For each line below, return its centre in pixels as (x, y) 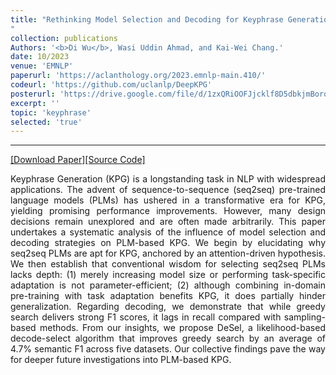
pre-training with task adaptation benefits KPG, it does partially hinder (168, 296)
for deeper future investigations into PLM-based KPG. (121, 360)
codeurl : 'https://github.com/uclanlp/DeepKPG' (111, 85)
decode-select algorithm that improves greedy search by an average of (168, 338)
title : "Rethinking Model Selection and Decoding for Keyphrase (147, 19)
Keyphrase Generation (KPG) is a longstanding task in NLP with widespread (168, 179)
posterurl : (33, 94)
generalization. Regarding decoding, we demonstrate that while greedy (168, 307)
